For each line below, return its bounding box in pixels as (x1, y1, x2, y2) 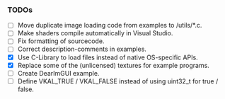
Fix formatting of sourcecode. (17, 37, 105, 45)
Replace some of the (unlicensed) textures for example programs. (17, 61, 210, 69)
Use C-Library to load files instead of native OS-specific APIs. (17, 53, 198, 62)
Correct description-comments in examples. (17, 45, 147, 54)
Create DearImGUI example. (17, 69, 100, 77)
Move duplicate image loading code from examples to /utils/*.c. (17, 21, 202, 30)
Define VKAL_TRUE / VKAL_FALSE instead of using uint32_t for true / (17, 76, 219, 86)
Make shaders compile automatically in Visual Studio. (17, 29, 173, 37)
